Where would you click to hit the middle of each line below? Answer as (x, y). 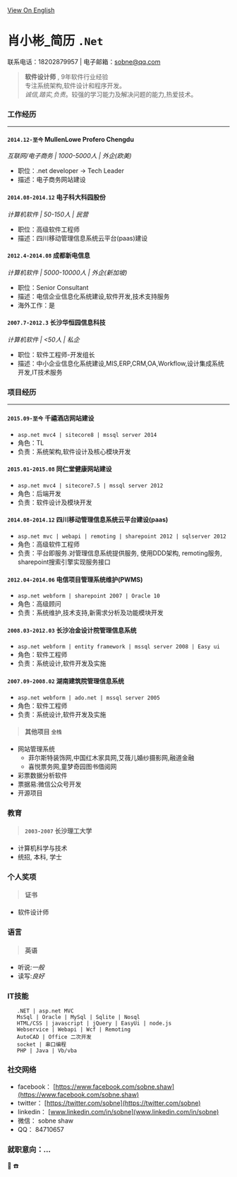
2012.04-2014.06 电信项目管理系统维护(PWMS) (75, 579)
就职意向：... (29, 1149)
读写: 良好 (31, 976)
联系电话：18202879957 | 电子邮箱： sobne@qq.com (84, 61)
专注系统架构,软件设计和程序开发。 (75, 85)
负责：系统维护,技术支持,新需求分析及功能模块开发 (90, 612)
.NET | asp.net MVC (45, 1011)
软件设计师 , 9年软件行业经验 (66, 76)
